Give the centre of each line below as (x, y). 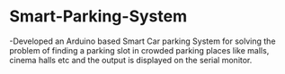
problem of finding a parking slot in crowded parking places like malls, (139, 50)
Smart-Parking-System (98, 16)
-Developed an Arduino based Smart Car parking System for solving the (142, 41)
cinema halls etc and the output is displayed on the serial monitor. (131, 60)
